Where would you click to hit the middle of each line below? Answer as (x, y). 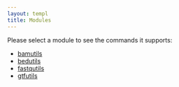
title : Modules (29, 20)
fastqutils (31, 68)
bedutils (29, 61)
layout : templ (28, 14)
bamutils (30, 54)
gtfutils (27, 76)
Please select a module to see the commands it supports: (90, 40)
